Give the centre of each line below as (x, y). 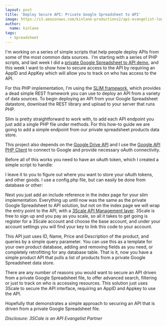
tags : (11, 33)
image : (12, 19)
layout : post (19, 10)
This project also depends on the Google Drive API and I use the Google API (83, 144)
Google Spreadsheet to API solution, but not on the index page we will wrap (83, 205)
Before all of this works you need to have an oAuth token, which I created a (82, 159)
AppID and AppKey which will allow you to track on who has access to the (81, 73)
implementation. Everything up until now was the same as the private (76, 200)
